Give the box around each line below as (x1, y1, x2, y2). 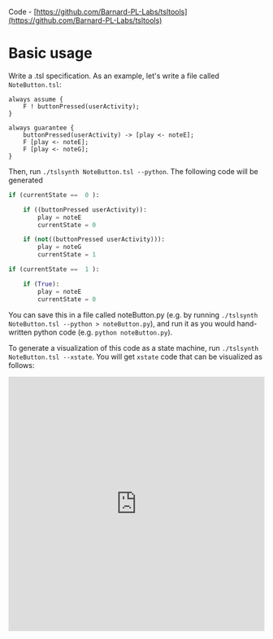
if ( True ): (23, 280, 60, 288)
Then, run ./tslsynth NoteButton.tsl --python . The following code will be (8, 166, 258, 176)
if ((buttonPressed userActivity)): (23, 205, 148, 214)
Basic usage (8, 44, 93, 63)
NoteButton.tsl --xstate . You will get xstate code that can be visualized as (8, 352, 262, 361)
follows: (8, 360, 35, 370)
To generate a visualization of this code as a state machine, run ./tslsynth (8, 343, 258, 352)
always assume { (8, 95, 63, 103)
